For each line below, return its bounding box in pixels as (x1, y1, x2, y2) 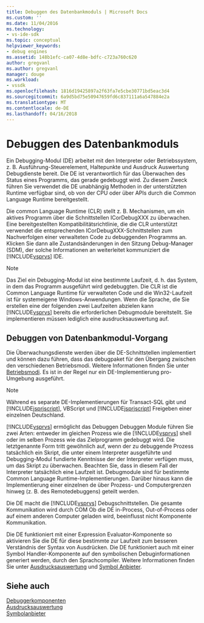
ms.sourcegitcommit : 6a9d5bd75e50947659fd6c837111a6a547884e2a (6, 94, 170, 100)
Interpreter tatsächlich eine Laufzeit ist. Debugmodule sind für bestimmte (6, 468, 189, 476)
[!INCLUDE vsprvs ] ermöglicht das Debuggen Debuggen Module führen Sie (6, 423, 194, 431)
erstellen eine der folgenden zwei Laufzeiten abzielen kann (6, 302, 154, 310)
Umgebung (6, 375, 35, 382)
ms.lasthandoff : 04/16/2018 (6, 111, 78, 117)
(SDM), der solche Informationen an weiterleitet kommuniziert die (6, 246, 170, 254)
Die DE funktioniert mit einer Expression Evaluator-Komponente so (6, 531, 172, 538)
